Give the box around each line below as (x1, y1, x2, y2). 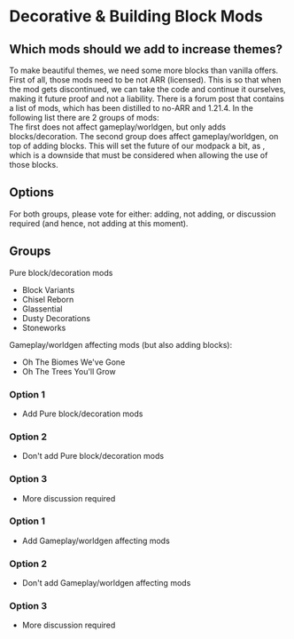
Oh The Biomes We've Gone (21, 357, 126, 367)
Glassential (21, 304, 63, 314)
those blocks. (9, 160, 59, 170)
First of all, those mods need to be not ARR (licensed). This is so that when (9, 75, 282, 85)
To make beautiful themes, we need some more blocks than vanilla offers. (9, 65, 279, 75)
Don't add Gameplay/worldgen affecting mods (21, 578, 191, 588)
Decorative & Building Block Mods (9, 6, 264, 27)
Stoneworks (21, 322, 66, 333)
